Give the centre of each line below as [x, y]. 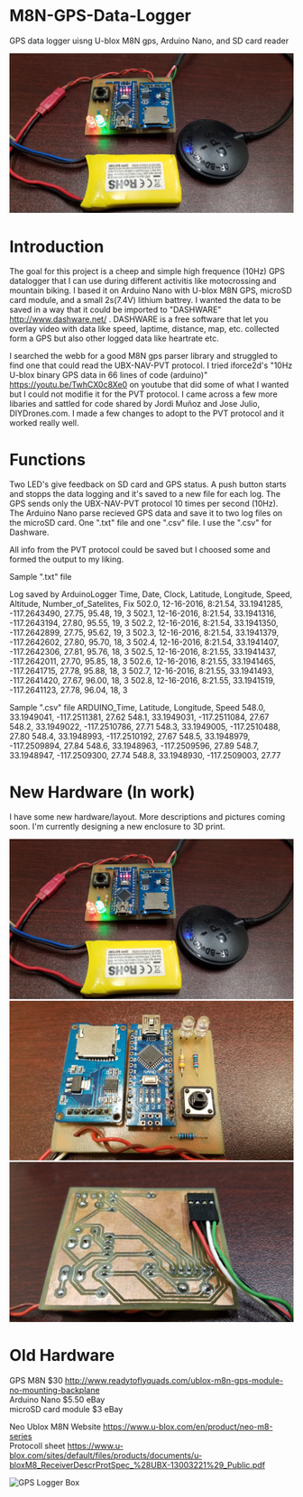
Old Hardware [62, 1355]
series [21, 1436]
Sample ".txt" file [41, 577]
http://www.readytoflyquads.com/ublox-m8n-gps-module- [174, 1380]
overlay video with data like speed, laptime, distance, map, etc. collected [144, 329]
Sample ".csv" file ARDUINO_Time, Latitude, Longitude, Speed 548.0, [138, 708]
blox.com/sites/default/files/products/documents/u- [106, 1455]
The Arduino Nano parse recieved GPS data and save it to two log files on [146, 513]
